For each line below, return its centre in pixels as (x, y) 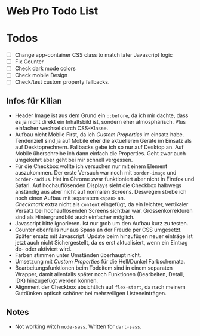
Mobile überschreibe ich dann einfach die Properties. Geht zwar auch (100, 154)
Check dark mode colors (45, 68)
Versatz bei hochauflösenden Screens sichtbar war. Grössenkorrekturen (104, 211)
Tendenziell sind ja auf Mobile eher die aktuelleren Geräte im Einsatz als (103, 141)
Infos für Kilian (34, 101)
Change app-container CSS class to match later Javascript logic (94, 55)
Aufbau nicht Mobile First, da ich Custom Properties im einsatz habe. (99, 135)
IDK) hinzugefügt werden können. (56, 281)
